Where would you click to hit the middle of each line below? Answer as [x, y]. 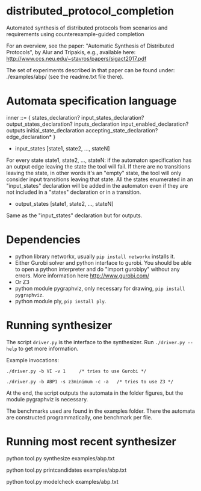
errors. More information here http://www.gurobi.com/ [82, 276]
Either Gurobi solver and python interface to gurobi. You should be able [103, 262]
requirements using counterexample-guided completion [75, 34]
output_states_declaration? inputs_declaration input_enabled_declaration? [97, 124]
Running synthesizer [59, 326]
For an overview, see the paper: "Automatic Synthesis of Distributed [90, 46]
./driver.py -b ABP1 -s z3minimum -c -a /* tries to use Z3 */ [90, 381]
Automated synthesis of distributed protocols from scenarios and [87, 28]
